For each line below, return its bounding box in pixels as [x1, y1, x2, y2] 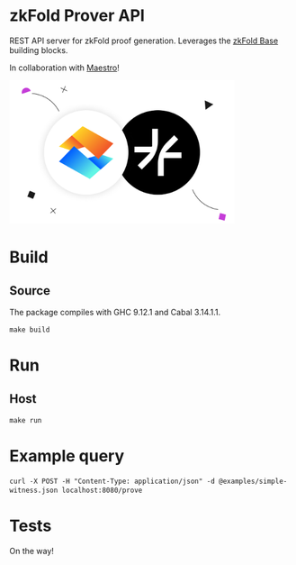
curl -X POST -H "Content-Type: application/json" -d [9, 477, 216, 486]
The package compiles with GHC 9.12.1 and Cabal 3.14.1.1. [9, 307, 221, 318]
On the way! [9, 545, 54, 556]
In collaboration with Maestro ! [9, 62, 120, 73]
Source [9, 283, 51, 298]
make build [9, 325, 50, 334]
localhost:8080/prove [61, 486, 143, 495]
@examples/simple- [219, 477, 288, 486]
